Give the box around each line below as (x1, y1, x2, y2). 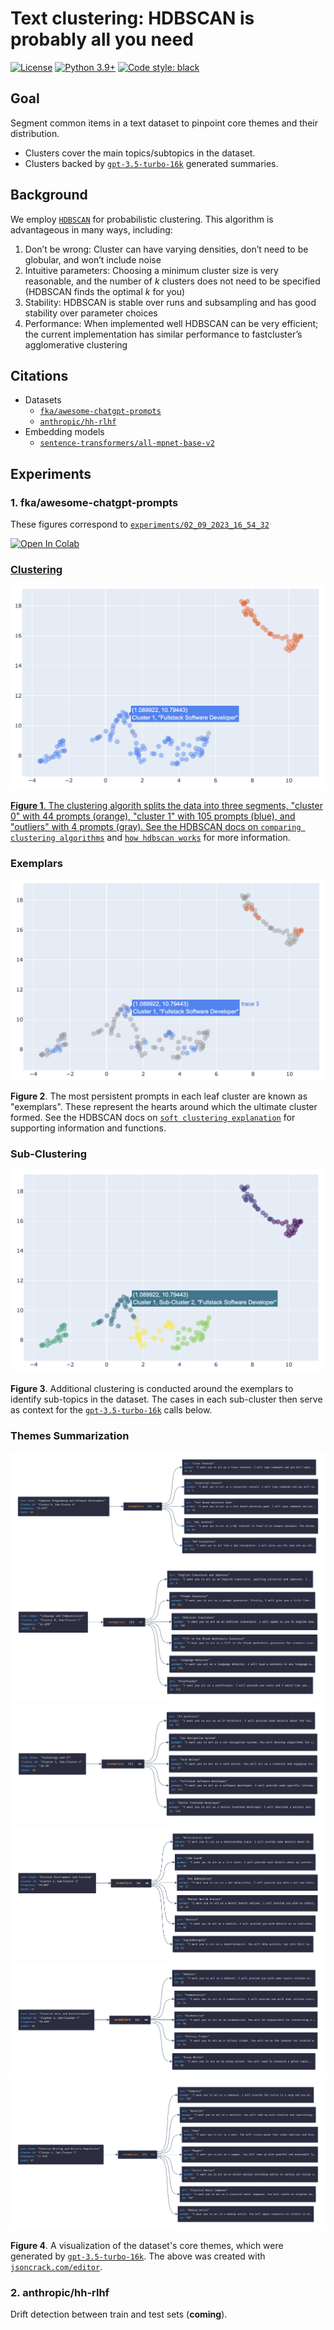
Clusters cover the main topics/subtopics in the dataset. (24, 147, 256, 159)
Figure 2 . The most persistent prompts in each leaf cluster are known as (10, 1090, 308, 1102)
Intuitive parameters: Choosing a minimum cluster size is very (24, 264, 279, 276)
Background (10, 187, 88, 204)
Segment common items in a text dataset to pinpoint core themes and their (10, 117, 318, 129)
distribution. (10, 127, 60, 139)
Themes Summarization (10, 1428, 130, 1442)
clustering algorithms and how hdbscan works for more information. (10, 831, 291, 843)
